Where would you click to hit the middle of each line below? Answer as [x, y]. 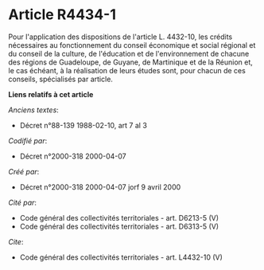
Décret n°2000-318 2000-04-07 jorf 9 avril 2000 [100, 187]
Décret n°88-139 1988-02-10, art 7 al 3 [83, 125]
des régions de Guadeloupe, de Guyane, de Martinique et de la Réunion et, [130, 62]
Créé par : [24, 171]
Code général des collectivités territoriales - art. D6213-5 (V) [119, 217]
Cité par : [23, 202]
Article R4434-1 [62, 15]
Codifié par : [28, 140]
